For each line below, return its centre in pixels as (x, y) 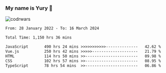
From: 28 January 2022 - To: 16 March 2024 (52, 28)
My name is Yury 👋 (29, 8)
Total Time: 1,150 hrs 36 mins (39, 38)
